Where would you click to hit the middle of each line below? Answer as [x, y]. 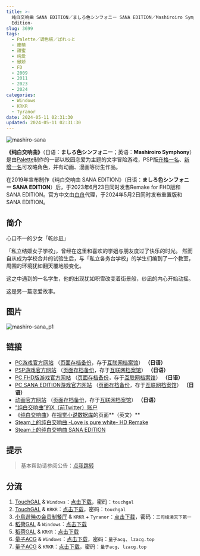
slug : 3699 [20, 28]
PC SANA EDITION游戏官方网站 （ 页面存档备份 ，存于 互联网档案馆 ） [98, 385]
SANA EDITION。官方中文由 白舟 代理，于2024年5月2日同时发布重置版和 [94, 195]
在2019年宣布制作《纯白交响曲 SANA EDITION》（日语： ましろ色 [85, 180]
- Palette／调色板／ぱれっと [43, 39]
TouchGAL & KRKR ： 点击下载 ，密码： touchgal [70, 509]
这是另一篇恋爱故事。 [32, 291]
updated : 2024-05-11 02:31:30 [44, 123]
